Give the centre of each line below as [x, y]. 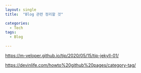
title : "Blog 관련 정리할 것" [34, 14]
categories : [17, 23]
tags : [11, 33]
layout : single [21, 10]
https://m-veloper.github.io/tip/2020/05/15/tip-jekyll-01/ [62, 55]
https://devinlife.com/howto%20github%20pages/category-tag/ [70, 65]
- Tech [16, 28]
